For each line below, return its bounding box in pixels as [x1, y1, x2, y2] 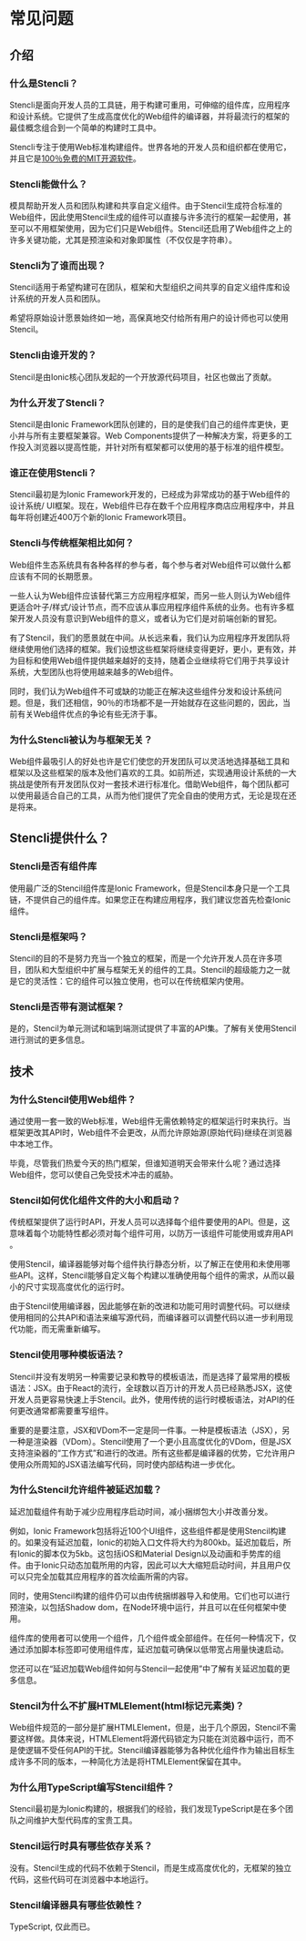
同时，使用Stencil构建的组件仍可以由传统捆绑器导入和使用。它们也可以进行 [9, 1590, 291, 1601]
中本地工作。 [9, 1138, 57, 1149]
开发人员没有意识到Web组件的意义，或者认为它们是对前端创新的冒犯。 [16, 612, 282, 624]
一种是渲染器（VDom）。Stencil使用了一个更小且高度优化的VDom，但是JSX [9, 1435, 291, 1446]
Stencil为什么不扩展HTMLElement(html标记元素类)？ [9, 1700, 245, 1712]
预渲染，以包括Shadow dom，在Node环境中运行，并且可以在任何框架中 [9, 1601, 280, 1612]
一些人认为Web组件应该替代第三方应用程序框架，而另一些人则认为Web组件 [9, 589, 291, 601]
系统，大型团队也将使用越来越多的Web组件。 [9, 666, 178, 677]
